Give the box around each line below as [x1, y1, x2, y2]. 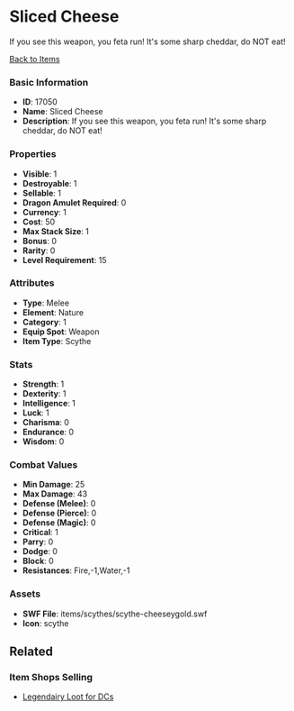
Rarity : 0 [22, 245, 56, 256]
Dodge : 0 [22, 546, 58, 557]
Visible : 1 [22, 169, 58, 179]
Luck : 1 [22, 407, 49, 418]
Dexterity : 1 [22, 388, 67, 399]
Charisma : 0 [22, 417, 70, 428]
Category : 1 [22, 316, 67, 327]
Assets [9, 588, 41, 600]
